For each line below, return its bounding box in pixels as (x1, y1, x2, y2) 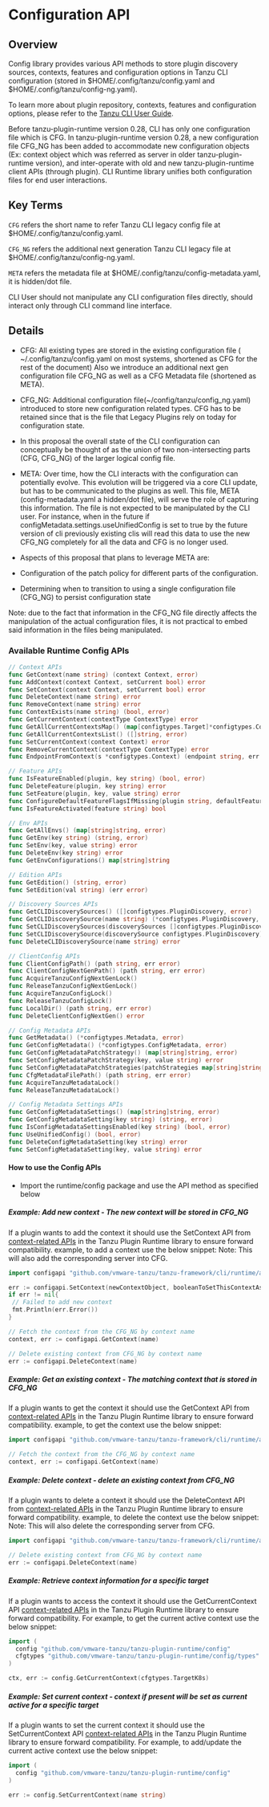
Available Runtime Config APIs (8, 645, 130, 656)
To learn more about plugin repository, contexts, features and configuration (8, 100, 257, 109)
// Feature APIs (8, 767, 62, 776)
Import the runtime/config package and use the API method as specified (19, 1181, 259, 1190)
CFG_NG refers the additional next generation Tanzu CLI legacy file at (8, 243, 231, 254)
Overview (8, 38, 58, 51)
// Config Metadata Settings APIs (8, 1100, 124, 1109)
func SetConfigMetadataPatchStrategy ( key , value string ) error (8, 1056, 224, 1065)
